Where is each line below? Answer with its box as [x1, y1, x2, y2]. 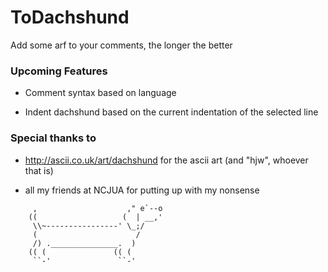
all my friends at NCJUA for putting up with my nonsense [24, 184, 260, 196]
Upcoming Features [10, 64, 108, 78]
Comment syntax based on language [24, 87, 177, 99]
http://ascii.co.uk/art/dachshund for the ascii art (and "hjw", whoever [24, 154, 309, 166]
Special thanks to [10, 131, 97, 145]
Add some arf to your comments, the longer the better [10, 39, 233, 51]
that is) [24, 164, 54, 176]
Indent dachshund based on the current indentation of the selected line [24, 106, 319, 118]
